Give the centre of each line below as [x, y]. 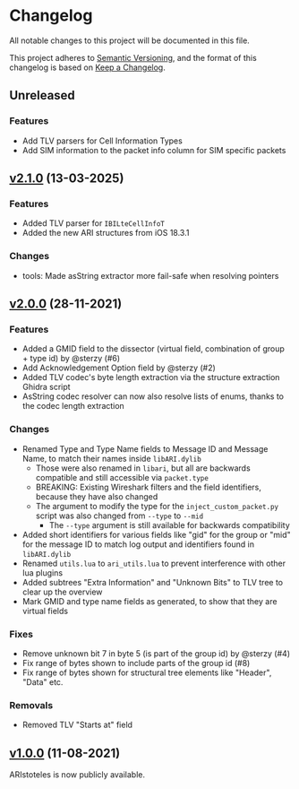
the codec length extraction [73, 406]
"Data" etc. [43, 681]
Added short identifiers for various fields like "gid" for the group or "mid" [156, 534]
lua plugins [43, 572]
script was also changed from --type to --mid [120, 516]
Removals [31, 705]
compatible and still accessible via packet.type [122, 477]
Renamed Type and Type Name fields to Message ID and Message [145, 448]
